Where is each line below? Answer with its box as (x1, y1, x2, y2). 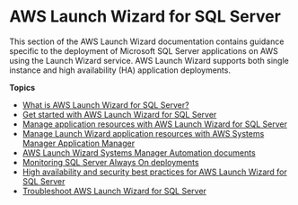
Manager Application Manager (22, 138, 136, 148)
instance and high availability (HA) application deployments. (9, 65, 232, 76)
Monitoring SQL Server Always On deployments (22, 156, 199, 167)
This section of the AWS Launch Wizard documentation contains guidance (9, 36, 285, 47)
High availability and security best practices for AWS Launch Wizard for (22, 166, 287, 177)
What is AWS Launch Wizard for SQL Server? (22, 99, 190, 110)
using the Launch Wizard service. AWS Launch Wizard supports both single (9, 55, 289, 66)
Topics (9, 82, 36, 93)
